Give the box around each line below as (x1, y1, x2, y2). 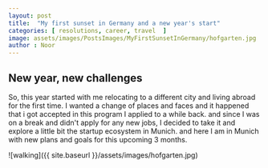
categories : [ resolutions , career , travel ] (8, 26, 167, 34)
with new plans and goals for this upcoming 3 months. (8, 134, 188, 144)
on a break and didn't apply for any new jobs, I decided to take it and (8, 118, 236, 127)
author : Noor (8, 42, 56, 50)
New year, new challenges (8, 71, 143, 85)
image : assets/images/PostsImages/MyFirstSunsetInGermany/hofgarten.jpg (8, 34, 257, 42)
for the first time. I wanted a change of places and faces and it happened (8, 101, 250, 110)
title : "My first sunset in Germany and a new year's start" (8, 19, 221, 27)
